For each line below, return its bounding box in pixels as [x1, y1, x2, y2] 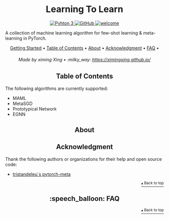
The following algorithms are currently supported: [5, 85, 108, 91]
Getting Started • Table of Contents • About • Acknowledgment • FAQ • [10, 45, 159, 51]
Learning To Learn [46, 4, 123, 15]
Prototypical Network [12, 105, 57, 112]
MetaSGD [12, 100, 33, 106]
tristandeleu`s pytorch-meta [12, 171, 71, 177]
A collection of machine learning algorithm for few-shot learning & [5, 30, 142, 36]
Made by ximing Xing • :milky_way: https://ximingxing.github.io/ [18, 56, 151, 62]
